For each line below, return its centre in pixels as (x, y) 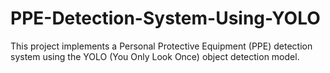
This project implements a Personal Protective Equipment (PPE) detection (161, 46)
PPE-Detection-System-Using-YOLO (165, 18)
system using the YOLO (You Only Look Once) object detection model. (155, 56)
